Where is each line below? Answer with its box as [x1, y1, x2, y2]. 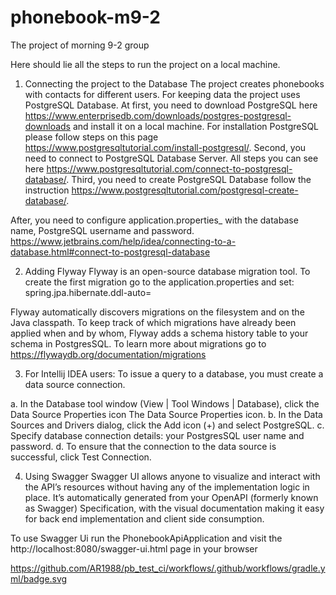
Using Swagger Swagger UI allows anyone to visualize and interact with [24, 470, 321, 482]
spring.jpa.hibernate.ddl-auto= [24, 286, 152, 298]
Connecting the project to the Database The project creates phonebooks [24, 77, 325, 90]
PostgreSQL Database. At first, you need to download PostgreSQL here [24, 99, 318, 111]
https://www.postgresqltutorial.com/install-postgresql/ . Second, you [24, 141, 307, 153]
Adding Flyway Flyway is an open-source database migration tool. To [24, 265, 311, 277]
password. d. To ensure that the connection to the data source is [10, 440, 277, 452]
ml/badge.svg [10, 572, 68, 585]
